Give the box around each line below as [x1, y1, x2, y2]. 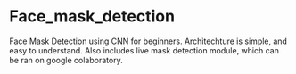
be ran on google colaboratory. [9, 54, 123, 65]
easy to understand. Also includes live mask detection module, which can [9, 45, 279, 55]
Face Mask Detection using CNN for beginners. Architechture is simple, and [9, 36, 288, 46]
